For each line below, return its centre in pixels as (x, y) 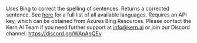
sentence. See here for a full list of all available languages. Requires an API (96, 15)
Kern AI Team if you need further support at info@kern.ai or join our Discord (98, 27)
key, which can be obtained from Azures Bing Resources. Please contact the (99, 21)
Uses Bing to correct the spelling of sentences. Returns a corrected (88, 9)
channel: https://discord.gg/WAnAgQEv (54, 34)
